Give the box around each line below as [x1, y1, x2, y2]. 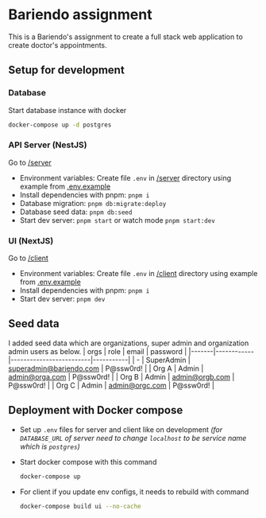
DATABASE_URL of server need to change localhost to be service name [19, 433, 247, 442]
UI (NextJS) [8, 235, 54, 246]
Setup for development [8, 64, 125, 77]
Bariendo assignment [8, 6, 152, 24]
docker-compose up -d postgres [8, 121, 112, 129]
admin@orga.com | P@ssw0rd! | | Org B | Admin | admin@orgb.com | [8, 372, 235, 381]
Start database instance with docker [8, 105, 127, 115]
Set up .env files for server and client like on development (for [19, 424, 223, 434]
